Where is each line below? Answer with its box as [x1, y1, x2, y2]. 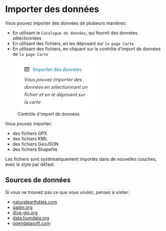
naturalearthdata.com [12, 199, 57, 205]
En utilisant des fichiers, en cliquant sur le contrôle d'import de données [12, 46, 161, 52]
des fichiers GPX [12, 130, 47, 136]
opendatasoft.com [12, 220, 50, 226]
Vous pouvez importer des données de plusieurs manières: [5, 20, 126, 26]
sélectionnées [12, 35, 41, 41]
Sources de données [5, 176, 71, 184]
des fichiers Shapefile [12, 146, 57, 152]
